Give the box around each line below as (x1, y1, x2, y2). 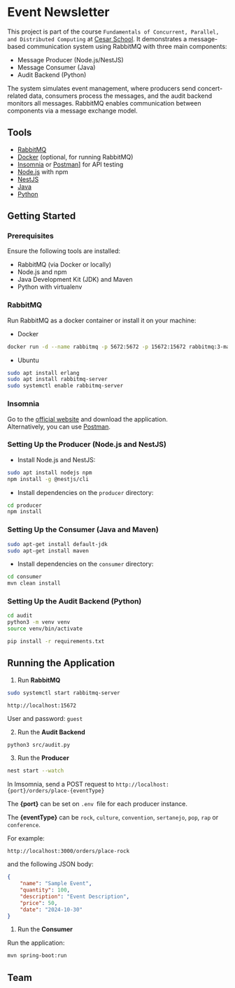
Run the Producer (17, 754, 70, 762)
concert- (197, 84, 223, 92)
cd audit (7, 613, 33, 620)
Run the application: (7, 938, 65, 947)
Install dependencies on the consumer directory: (17, 560, 154, 568)
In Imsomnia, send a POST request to (7, 780, 115, 789)
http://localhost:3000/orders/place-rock (7, 847, 130, 855)
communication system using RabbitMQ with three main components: (27, 42, 227, 50)
